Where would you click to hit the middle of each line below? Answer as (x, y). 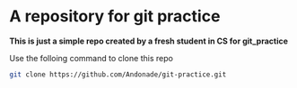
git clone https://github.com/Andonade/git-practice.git (118, 74)
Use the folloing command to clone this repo (91, 58)
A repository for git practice (115, 16)
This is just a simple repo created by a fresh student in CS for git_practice (149, 41)
